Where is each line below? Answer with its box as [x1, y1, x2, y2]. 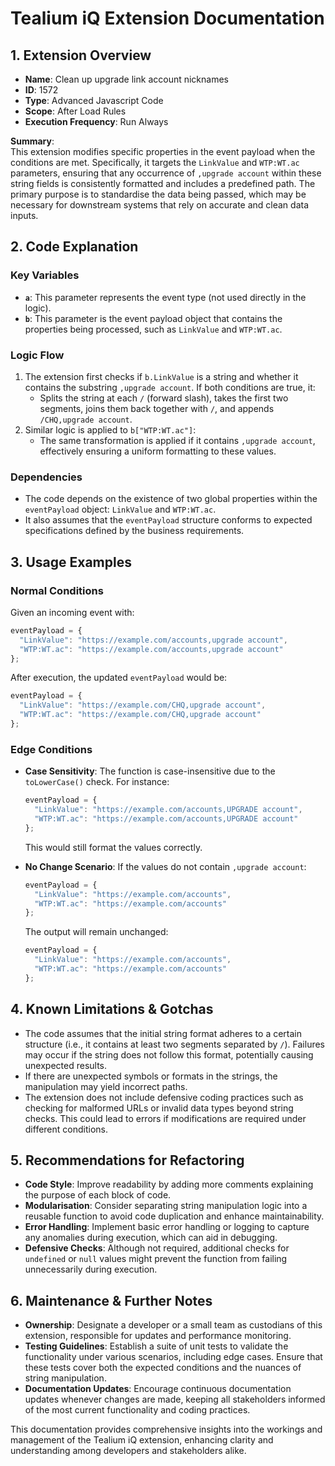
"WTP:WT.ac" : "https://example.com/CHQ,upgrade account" [19, 710, 262, 720]
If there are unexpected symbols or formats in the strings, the [24, 1070, 278, 1082]
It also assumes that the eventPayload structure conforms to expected [24, 514, 313, 526]
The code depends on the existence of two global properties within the [24, 493, 318, 505]
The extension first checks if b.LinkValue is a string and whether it [24, 370, 299, 382]
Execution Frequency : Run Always [24, 116, 169, 127]
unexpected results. [24, 1059, 108, 1071]
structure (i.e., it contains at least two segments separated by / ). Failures [24, 1038, 326, 1050]
